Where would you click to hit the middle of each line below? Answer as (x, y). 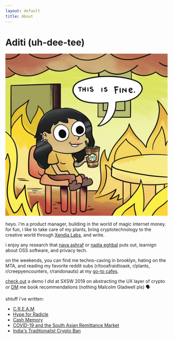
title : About (19, 16)
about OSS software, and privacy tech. (46, 251)
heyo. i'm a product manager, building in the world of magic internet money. (86, 224)
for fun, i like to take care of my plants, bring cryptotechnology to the (79, 229)
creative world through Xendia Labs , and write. (55, 235)
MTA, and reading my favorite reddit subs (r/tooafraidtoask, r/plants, (78, 266)
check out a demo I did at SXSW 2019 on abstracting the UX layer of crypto (85, 281)
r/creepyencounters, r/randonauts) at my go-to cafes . (62, 271)
